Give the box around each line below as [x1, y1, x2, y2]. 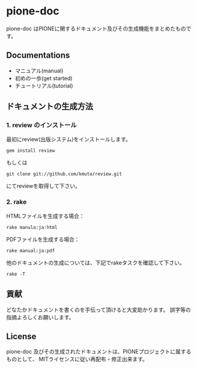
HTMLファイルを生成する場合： [6, 212, 85, 219]
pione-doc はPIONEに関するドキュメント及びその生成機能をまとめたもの [6, 25, 186, 32]
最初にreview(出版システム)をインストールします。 [6, 136, 131, 143]
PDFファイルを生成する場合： [6, 235, 80, 243]
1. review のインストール [6, 121, 77, 129]
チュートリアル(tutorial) [14, 82, 73, 89]
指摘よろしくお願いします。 [6, 313, 74, 320]
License [6, 331, 37, 341]
